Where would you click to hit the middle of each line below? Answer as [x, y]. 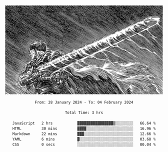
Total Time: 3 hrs [84, 113]
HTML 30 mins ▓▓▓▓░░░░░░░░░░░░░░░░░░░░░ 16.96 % [84, 128]
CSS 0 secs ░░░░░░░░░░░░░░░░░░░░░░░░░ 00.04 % [84, 144]
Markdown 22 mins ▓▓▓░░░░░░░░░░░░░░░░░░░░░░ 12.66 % [84, 134]
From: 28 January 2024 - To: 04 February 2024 [84, 102]
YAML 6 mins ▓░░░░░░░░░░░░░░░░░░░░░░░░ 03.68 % [84, 139]
